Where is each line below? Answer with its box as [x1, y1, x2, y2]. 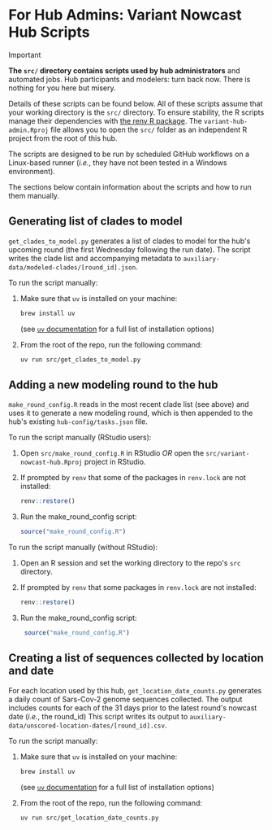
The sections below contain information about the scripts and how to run [8, 181, 252, 192]
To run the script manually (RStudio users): [8, 433, 152, 443]
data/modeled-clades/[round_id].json [8, 263, 136, 272]
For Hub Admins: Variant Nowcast [8, 6, 242, 24]
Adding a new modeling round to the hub [8, 378, 218, 391]
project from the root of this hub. [8, 133, 118, 143]
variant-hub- [204, 117, 248, 125]
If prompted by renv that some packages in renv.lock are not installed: [19, 583, 257, 592]
